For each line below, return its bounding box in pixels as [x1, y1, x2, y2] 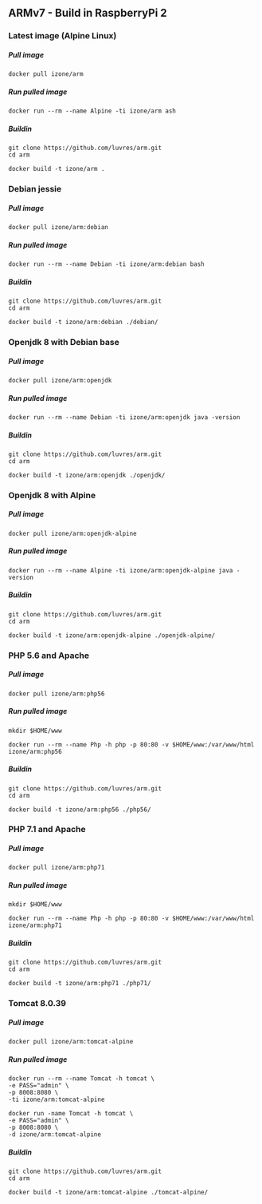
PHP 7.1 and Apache [8, 824, 86, 835]
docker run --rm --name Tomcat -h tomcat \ [8, 1075, 155, 1083]
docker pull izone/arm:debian [8, 224, 109, 232]
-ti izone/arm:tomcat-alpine [8, 1095, 105, 1104]
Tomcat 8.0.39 [8, 998, 66, 1009]
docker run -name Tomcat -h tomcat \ [8, 1110, 134, 1118]
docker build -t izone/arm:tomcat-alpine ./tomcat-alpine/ [8, 1189, 209, 1197]
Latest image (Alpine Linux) [8, 30, 117, 42]
